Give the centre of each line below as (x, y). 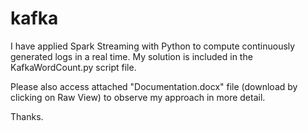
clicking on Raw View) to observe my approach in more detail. (138, 97)
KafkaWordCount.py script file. (73, 67)
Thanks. (27, 116)
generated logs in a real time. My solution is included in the (131, 56)
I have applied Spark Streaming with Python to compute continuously (153, 46)
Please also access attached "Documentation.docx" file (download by (154, 86)
